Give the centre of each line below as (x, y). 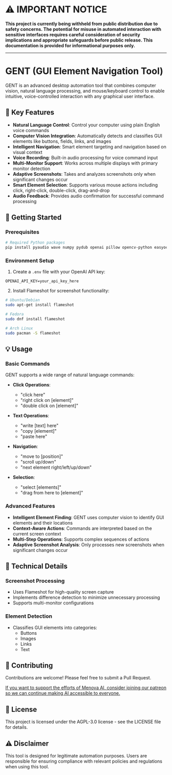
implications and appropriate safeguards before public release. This (79, 40)
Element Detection (29, 616)
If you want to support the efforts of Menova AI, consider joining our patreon (86, 688)
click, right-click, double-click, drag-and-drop (61, 190)
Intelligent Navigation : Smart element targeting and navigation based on (89, 146)
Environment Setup (30, 261)
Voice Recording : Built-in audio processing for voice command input (85, 157)
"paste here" (34, 437)
